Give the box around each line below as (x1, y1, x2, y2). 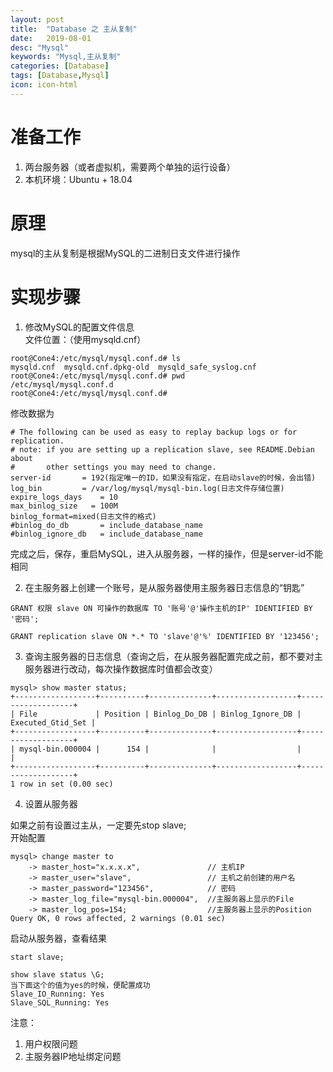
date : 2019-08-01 (10, 33, 92, 43)
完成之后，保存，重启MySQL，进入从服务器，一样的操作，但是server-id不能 (10, 547, 324, 560)
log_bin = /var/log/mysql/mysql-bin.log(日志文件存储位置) (10, 483, 285, 493)
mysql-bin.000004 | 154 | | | (19, 744, 302, 754)
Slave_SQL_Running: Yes (10, 997, 110, 1008)
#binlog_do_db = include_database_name (10, 520, 203, 530)
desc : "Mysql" (10, 42, 70, 53)
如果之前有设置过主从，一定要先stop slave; (10, 819, 187, 831)
